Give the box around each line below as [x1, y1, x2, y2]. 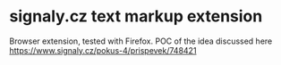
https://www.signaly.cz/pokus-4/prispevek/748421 [9, 45, 197, 55]
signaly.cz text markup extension [9, 6, 263, 27]
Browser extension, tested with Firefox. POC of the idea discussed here [9, 36, 273, 46]
